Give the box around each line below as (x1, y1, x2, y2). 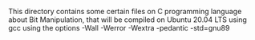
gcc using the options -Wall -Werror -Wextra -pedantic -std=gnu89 (8, 24, 230, 32)
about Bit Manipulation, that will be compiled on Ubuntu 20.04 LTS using (8, 15, 247, 24)
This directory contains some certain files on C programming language (8, 7, 242, 16)
